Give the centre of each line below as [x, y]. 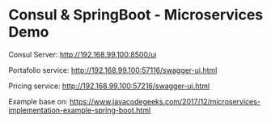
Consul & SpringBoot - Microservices [136, 15]
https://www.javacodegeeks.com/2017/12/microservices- [165, 101]
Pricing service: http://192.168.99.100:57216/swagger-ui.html [109, 86]
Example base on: [38, 101]
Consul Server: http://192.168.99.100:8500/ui [83, 54]
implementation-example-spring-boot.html [80, 110]
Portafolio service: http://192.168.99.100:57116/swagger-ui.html [113, 70]
